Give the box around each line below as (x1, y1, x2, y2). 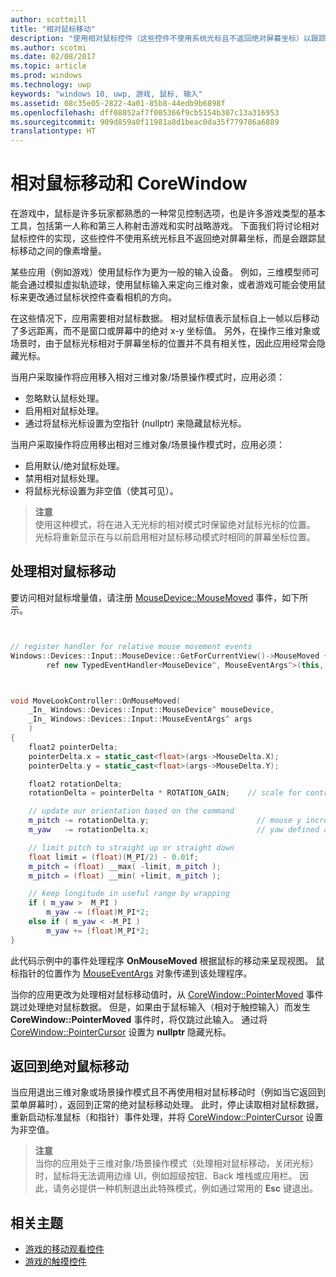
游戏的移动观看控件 (24, 1243, 105, 1255)
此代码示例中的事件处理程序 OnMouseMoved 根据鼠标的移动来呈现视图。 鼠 (10, 954, 325, 966)
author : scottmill (10, 14, 87, 25)
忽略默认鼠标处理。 (24, 392, 105, 405)
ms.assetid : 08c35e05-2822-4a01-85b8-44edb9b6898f (10, 98, 226, 108)
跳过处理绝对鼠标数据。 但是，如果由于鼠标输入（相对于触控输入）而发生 (10, 1001, 311, 1013)
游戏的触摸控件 (24, 1256, 87, 1268)
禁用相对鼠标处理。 (24, 472, 105, 485)
